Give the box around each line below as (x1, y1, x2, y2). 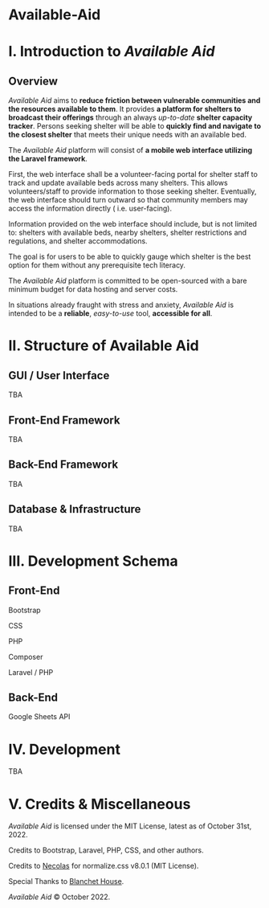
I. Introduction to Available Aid (8, 43, 215, 61)
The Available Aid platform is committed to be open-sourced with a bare (8, 276, 247, 286)
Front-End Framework (8, 413, 120, 427)
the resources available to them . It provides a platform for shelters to (8, 104, 242, 114)
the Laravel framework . (8, 154, 88, 164)
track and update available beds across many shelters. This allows (8, 178, 228, 188)
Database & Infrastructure (8, 502, 141, 516)
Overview (8, 74, 59, 88)
